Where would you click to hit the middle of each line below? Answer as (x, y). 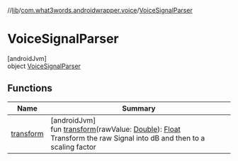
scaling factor (74, 147)
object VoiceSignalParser (44, 66)
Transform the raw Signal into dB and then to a (128, 138)
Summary (139, 108)
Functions (30, 88)
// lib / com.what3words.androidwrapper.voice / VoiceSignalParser (100, 10)
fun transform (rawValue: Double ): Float (115, 129)
